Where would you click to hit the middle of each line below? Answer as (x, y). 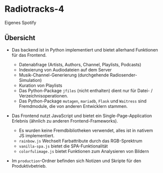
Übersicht (20, 38)
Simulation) (30, 80)
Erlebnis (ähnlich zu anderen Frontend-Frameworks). (65, 121)
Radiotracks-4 (34, 9)
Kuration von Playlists (41, 85)
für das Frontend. (29, 55)
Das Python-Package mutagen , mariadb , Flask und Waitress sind (83, 101)
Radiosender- (124, 75)
